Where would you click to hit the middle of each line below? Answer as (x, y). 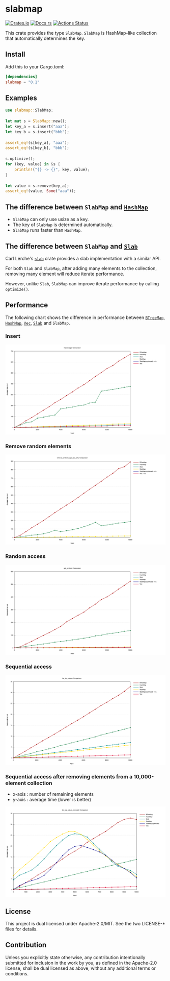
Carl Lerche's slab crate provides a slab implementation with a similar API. (83, 258)
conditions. (17, 973)
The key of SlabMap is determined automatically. (63, 225)
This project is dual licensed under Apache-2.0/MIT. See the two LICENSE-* (85, 924)
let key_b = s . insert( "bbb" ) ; (37, 132)
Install (15, 54)
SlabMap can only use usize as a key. (51, 219)
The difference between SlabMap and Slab (72, 246)
